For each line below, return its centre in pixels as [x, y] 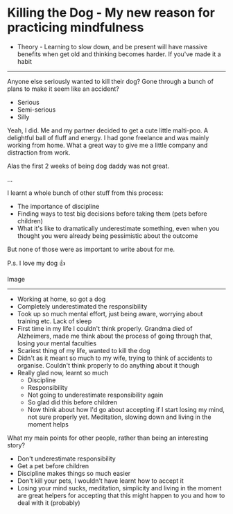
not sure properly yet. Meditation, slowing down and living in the [119, 417]
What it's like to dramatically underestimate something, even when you [118, 228]
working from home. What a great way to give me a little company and [107, 145]
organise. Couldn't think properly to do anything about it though [108, 365]
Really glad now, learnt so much [63, 372]
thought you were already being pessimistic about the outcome [107, 235]
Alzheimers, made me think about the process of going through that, [115, 336]
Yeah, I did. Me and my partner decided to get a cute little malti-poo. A [108, 130]
